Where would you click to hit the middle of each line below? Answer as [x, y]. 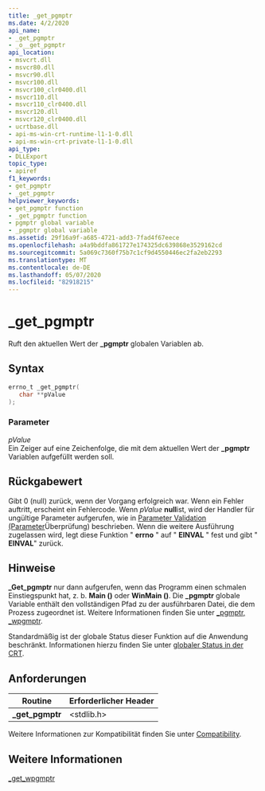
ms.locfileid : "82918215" [51, 282]
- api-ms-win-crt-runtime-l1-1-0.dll [71, 134]
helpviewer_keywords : [44, 201]
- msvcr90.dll [32, 75]
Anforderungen [47, 678]
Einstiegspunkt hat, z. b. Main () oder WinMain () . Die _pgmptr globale [124, 596]
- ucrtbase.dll [33, 127]
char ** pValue [42, 394]
